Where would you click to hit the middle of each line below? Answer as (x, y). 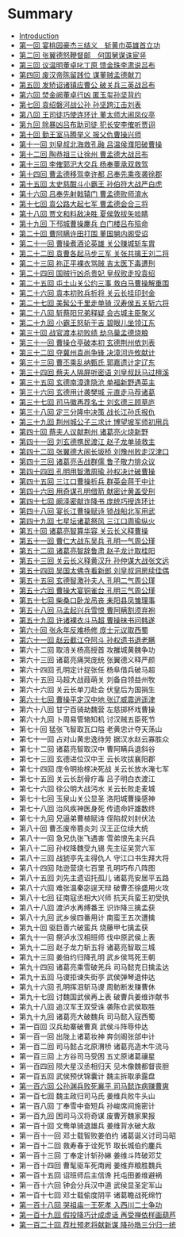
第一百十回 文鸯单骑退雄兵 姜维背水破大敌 (87, 1125)
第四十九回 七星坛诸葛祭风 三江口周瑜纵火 (87, 521)
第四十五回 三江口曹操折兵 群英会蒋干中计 (87, 481)
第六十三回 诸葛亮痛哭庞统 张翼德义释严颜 (87, 660)
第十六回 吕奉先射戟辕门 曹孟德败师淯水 (83, 193)
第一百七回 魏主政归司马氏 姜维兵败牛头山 (87, 1096)
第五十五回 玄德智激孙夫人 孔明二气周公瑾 (87, 580)
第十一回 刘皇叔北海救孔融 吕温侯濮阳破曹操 (90, 144)
